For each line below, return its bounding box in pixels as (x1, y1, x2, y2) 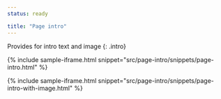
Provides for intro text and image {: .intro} (7, 42, 127, 50)
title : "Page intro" (7, 22, 68, 30)
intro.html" (7, 63, 38, 71)
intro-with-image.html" (7, 84, 73, 92)
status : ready (7, 10, 49, 17)
